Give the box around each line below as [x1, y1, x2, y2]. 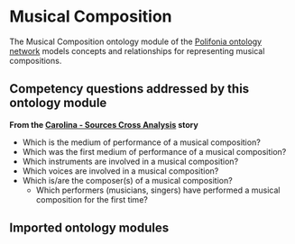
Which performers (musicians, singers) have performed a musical [35, 185, 281, 195]
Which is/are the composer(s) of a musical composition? [22, 175, 233, 185]
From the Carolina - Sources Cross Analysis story [9, 119, 198, 130]
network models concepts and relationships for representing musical [9, 45, 265, 56]
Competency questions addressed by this [9, 81, 250, 96]
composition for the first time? [35, 194, 149, 204]
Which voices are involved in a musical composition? [22, 165, 219, 176]
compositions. [9, 55, 62, 66]
